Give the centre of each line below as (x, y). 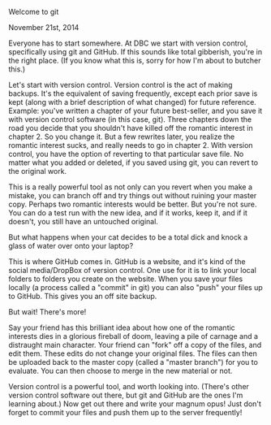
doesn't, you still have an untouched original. (83, 221)
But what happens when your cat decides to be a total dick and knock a (128, 237)
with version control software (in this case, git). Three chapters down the (130, 119)
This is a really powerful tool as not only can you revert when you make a (131, 187)
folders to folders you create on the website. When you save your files (126, 279)
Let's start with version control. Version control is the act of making (120, 85)
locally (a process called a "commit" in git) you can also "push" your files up (135, 287)
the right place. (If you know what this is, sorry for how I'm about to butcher (135, 61)
